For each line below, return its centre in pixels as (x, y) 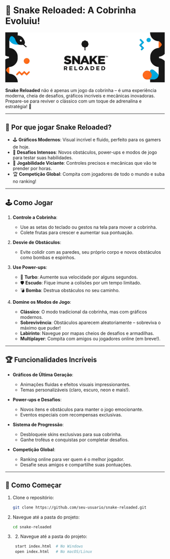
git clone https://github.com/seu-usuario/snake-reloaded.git (79, 507)
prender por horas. (32, 168)
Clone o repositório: (33, 497)
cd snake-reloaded (32, 527)
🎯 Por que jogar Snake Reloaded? (58, 127)
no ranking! (24, 181)
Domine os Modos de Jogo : (42, 302)
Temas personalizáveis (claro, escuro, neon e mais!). (75, 390)
